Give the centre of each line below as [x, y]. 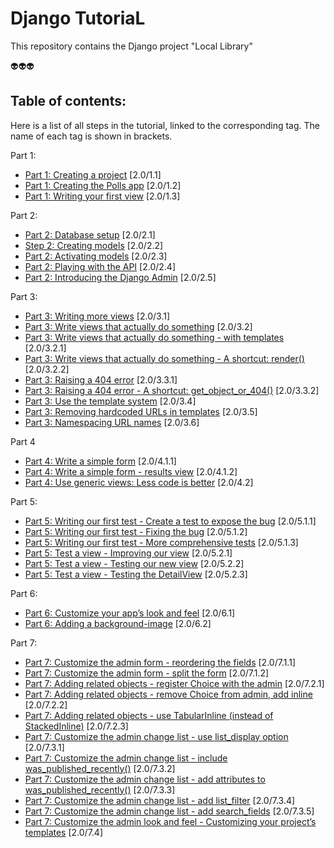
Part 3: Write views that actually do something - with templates [154, 337]
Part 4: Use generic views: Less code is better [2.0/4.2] [139, 482]
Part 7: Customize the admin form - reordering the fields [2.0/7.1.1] [160, 662]
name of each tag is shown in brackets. [91, 136]
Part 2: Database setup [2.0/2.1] [90, 234]
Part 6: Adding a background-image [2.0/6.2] [118, 623]
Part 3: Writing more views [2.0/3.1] [97, 316]
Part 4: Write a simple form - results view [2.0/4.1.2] [131, 471]
